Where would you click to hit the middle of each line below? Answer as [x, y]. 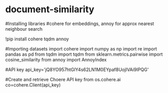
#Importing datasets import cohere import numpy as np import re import [81, 49]
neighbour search [24, 29]
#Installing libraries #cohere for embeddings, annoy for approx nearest [80, 24]
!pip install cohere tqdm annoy [37, 39]
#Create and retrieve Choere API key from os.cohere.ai [63, 79]
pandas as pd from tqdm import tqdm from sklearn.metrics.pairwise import [84, 54]
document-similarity [50, 9]
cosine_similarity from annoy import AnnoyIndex [56, 59]
